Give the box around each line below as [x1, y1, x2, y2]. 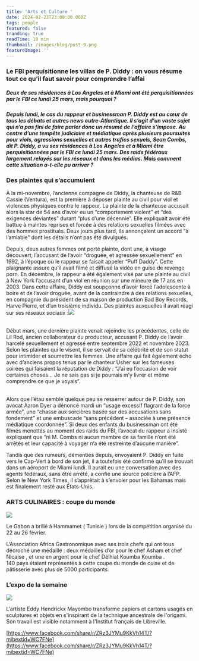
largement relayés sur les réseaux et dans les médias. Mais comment [6, 155, 182, 162]
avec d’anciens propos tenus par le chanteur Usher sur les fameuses [6, 359, 175, 366]
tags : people [6, 20, 39, 26]
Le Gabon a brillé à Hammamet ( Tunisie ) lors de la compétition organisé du [6, 522, 192, 530]
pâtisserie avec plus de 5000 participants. [6, 566, 109, 573]
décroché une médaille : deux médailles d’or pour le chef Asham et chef [6, 547, 182, 554]
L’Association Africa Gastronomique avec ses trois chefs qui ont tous [6, 540, 174, 547]
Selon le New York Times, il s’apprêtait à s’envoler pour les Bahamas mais [6, 477, 187, 484]
